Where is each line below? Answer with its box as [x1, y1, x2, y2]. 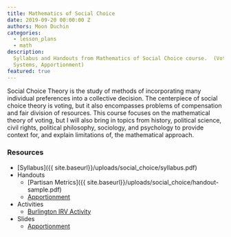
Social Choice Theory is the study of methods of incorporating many [7, 87, 201, 95]
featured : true [7, 68, 51, 74]
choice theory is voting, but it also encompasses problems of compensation [7, 101, 222, 110]
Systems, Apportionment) [13, 61, 85, 68]
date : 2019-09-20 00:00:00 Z [7, 17, 91, 23]
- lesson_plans [13, 36, 57, 43]
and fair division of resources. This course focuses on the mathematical [7, 108, 210, 117]
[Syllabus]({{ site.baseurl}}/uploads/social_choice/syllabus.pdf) [16, 163, 197, 172]
